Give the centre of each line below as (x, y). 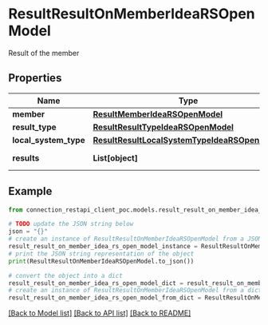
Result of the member (44, 53)
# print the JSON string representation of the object (101, 254)
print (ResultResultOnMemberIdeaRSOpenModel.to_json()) (101, 261)
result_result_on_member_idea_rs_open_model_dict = (96, 283)
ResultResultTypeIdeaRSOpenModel (163, 127)
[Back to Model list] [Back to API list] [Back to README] (100, 313)
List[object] (115, 158)
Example (30, 191)
